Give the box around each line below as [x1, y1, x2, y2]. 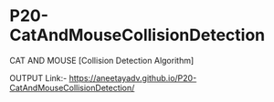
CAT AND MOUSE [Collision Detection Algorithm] [9, 55, 195, 66]
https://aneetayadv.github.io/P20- [68, 72, 197, 83]
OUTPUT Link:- [9, 72, 68, 83]
